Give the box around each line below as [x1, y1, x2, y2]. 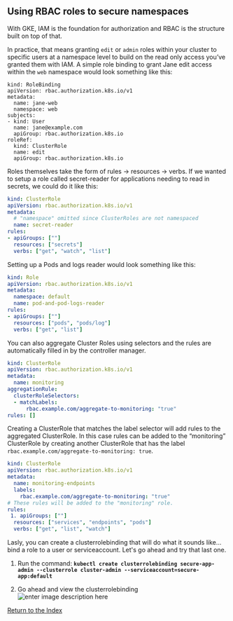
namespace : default [13, 294, 71, 301]
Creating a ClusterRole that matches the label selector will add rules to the [7, 424, 221, 433]
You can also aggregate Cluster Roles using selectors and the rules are [7, 339, 212, 347]
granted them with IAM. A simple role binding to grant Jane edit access [7, 60, 212, 69]
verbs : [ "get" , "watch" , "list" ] [13, 247, 111, 254]
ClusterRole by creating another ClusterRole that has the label [7, 439, 185, 448]
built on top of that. [7, 32, 63, 40]
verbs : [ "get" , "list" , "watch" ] [13, 526, 111, 533]
